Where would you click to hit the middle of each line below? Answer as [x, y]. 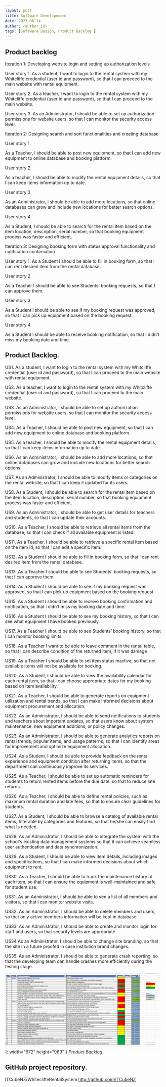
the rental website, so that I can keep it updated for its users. [67, 482]
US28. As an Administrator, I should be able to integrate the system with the [82, 836]
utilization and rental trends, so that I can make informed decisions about [79, 701]
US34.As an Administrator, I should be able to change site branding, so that [82, 941]
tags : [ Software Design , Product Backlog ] [51, 31]
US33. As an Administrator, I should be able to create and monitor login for [81, 926]
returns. [13, 786]
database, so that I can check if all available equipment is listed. [70, 532]
